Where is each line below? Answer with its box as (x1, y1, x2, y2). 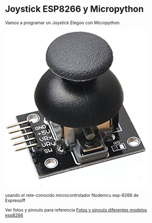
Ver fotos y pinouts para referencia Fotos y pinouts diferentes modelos (5, 207, 148, 213)
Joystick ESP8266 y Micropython (5, 3, 144, 15)
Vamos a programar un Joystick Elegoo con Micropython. (5, 20, 121, 26)
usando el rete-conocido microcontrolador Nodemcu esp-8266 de (5, 192, 139, 198)
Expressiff (5, 197, 25, 203)
